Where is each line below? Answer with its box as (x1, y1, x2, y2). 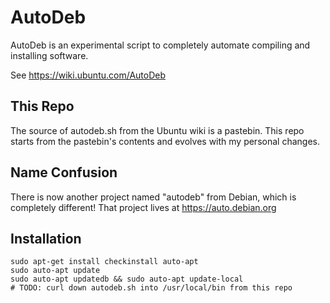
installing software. (10, 49, 89, 61)
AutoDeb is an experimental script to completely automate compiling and (10, 39, 311, 51)
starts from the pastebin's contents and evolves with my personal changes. (10, 135, 320, 147)
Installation (10, 230, 82, 247)
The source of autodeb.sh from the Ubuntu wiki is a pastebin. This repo (10, 124, 305, 136)
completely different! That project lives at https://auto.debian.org (10, 201, 277, 213)
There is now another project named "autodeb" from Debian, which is (10, 191, 297, 203)
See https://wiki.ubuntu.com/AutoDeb (10, 69, 166, 81)
